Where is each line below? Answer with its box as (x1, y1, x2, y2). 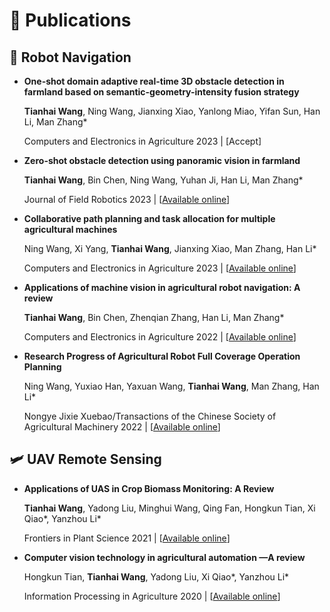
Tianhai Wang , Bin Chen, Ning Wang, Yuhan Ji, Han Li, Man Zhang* (23, 174, 304, 186)
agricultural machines (23, 224, 118, 235)
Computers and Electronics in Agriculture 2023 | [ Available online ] (23, 262, 297, 274)
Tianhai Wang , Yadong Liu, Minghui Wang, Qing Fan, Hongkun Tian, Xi (23, 502, 316, 514)
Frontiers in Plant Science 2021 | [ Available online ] (23, 532, 231, 544)
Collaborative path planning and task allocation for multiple (23, 213, 276, 224)
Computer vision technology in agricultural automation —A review (23, 551, 306, 563)
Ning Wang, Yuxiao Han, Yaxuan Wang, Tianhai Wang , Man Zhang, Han (23, 380, 320, 392)
